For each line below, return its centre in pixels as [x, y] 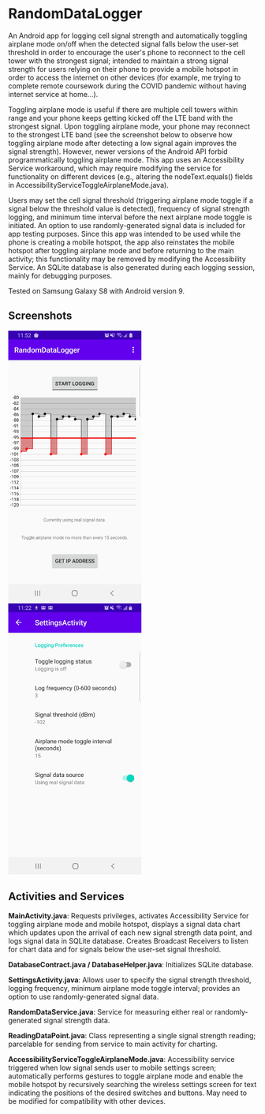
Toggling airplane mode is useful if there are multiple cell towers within [123, 109]
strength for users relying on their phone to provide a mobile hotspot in [123, 69]
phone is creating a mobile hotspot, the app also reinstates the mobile [121, 242]
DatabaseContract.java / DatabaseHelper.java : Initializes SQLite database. [131, 964]
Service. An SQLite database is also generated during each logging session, [131, 267]
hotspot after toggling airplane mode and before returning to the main [121, 250]
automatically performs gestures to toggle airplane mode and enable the [126, 1076]
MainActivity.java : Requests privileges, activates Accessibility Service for [129, 915]
